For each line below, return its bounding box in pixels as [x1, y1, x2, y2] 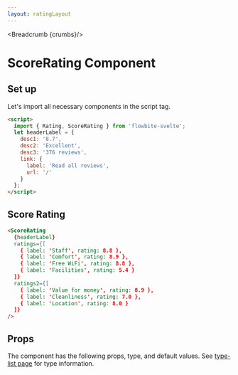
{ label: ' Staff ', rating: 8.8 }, [20, 247, 122, 254]
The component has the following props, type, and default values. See [7, 352, 213, 360]
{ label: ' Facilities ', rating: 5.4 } [20, 267, 135, 274]
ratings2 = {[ [13, 280, 50, 287]
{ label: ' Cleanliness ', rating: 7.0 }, [20, 293, 141, 300]
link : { [20, 155, 43, 162]
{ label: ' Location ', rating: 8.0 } [20, 300, 129, 307]
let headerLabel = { [13, 129, 75, 136]
